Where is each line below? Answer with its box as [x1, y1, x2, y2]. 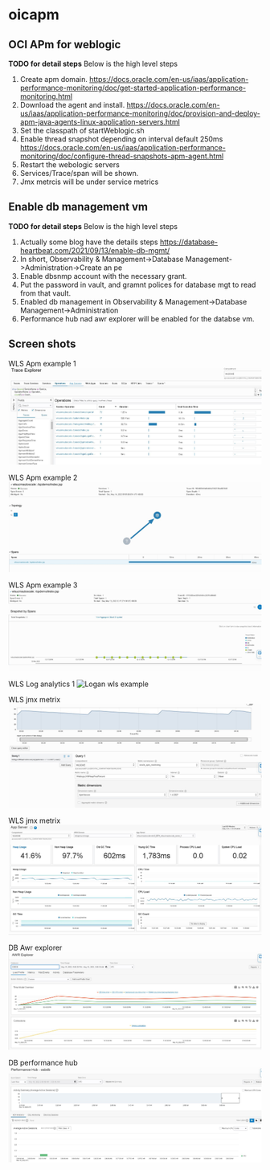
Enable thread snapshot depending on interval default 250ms [19, 134, 223, 144]
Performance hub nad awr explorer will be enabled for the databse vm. [19, 313, 255, 323]
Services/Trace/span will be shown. [19, 169, 139, 178]
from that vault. [19, 288, 71, 298]
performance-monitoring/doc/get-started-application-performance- [19, 83, 247, 92]
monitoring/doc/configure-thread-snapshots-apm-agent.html [19, 151, 224, 161]
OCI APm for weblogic [8, 38, 121, 51]
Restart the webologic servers [19, 160, 121, 170]
